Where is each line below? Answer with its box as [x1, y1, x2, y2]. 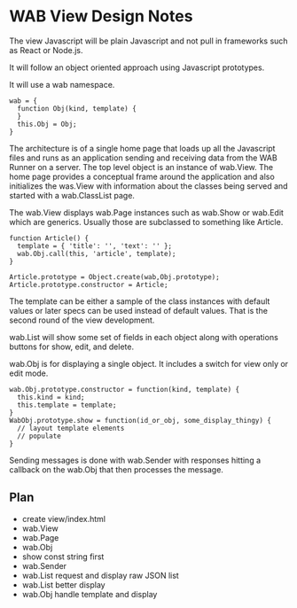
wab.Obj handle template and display [21, 589, 158, 599]
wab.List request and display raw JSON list [21, 570, 179, 581]
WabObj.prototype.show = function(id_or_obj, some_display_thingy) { [9, 416, 272, 425]
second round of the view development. [9, 315, 155, 325]
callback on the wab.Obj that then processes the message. [9, 464, 224, 475]
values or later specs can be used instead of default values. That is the [9, 305, 269, 316]
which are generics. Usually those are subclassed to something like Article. [9, 216, 284, 227]
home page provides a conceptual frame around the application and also [9, 171, 275, 182]
